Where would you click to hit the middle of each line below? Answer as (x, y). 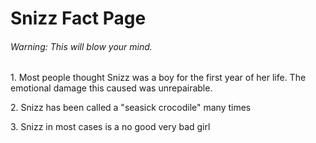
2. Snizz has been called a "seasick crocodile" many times (131, 108)
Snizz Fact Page (78, 18)
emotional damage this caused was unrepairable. (111, 88)
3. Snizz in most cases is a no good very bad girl (110, 127)
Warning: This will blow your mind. (81, 46)
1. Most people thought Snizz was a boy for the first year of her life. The (158, 78)
